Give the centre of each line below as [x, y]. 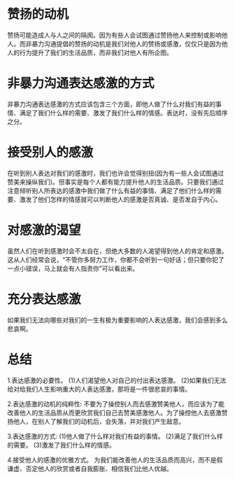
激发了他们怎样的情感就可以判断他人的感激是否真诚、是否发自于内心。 [120, 199]
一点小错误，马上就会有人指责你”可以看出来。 [73, 268]
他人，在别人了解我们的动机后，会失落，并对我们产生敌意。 [99, 421]
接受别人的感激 [50, 153]
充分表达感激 [44, 299]
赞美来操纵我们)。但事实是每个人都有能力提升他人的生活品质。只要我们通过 [116, 182]
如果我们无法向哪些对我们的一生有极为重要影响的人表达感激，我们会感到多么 [117, 320]
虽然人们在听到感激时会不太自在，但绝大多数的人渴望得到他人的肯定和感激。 [117, 251]
